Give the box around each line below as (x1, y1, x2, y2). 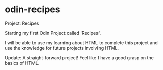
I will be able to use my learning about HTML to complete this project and (5, 39, 158, 46)
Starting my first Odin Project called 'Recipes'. (5, 30, 101, 36)
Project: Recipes (5, 20, 39, 26)
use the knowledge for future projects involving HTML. (5, 45, 119, 51)
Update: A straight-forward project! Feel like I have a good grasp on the (5, 54, 154, 61)
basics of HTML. (5, 60, 40, 66)
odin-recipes (5, 4, 60, 15)
